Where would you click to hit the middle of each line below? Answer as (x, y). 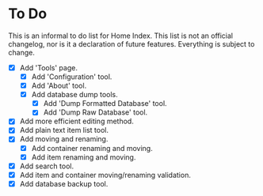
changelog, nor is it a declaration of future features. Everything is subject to (131, 43)
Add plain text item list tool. (64, 130)
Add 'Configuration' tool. (72, 77)
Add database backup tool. (64, 183)
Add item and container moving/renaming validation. (105, 175)
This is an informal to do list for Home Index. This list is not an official (121, 36)
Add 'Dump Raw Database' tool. (95, 112)
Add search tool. (46, 166)
